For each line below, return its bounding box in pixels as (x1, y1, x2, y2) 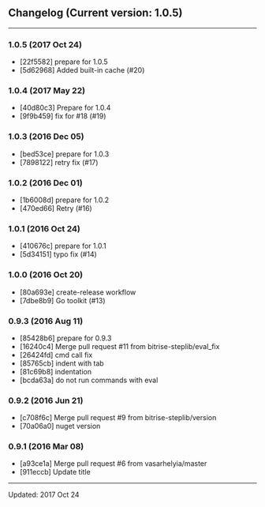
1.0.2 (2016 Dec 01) (8, 177, 83, 188)
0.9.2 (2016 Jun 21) (8, 395, 84, 406)
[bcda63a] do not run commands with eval (19, 375, 159, 385)
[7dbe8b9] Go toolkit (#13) (19, 295, 106, 305)
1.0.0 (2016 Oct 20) (8, 269, 84, 280)
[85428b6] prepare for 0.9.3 (19, 333, 112, 343)
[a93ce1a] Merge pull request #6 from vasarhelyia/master (19, 459, 207, 468)
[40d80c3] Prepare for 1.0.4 (19, 103, 111, 113)
